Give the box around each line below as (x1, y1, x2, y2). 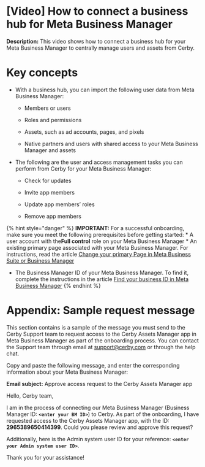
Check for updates (24, 177, 72, 184)
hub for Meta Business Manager (6, 17, 173, 31)
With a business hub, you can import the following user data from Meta (15, 86, 195, 93)
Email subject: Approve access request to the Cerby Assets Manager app (6, 380, 193, 387)
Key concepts (6, 66, 78, 80)
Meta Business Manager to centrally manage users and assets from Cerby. (6, 44, 195, 52)
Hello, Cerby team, (6, 392, 54, 399)
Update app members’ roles (24, 201, 95, 208)
